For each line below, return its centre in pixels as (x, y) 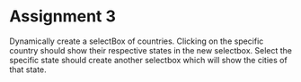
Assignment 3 (63, 16)
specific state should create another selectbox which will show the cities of (148, 60)
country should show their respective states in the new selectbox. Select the (151, 50)
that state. (28, 70)
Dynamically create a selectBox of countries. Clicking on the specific (137, 41)
